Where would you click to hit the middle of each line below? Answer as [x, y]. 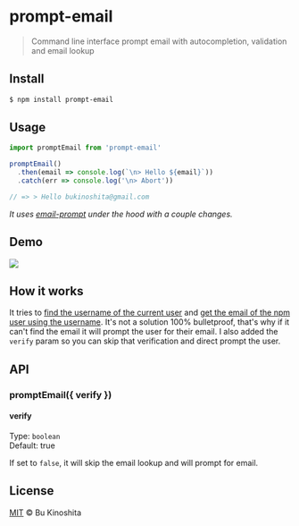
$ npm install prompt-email [62, 99]
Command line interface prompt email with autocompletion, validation [159, 41]
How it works [46, 291]
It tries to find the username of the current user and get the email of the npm [149, 313]
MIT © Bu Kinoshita [46, 513]
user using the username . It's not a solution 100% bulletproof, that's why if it [149, 322]
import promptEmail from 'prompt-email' [86, 148]
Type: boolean [35, 436]
